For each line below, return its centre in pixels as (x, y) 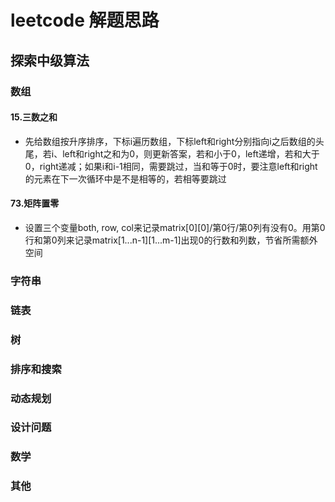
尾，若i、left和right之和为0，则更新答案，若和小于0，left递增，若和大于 (172, 153)
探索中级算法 (50, 60)
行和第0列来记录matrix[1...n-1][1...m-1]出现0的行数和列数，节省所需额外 (171, 240)
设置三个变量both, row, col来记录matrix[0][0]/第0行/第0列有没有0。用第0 (175, 227)
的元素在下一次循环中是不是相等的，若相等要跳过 (125, 178)
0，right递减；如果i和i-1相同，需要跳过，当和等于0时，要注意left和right (171, 166)
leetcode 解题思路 (85, 20)
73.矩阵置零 (35, 203)
